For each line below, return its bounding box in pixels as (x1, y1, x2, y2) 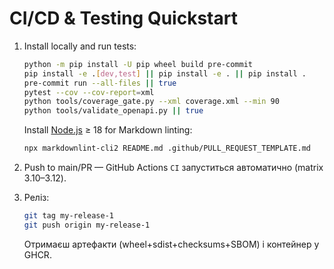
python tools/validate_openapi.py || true (23, 106, 204, 116)
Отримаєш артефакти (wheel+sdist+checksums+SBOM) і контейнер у (23, 238, 320, 250)
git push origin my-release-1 (23, 220, 151, 230)
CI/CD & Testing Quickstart (9, 7, 238, 30)
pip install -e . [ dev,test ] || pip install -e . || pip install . (23, 68, 307, 79)
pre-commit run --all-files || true (23, 78, 177, 88)
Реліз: (23, 192, 50, 204)
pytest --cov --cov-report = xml (23, 87, 155, 97)
